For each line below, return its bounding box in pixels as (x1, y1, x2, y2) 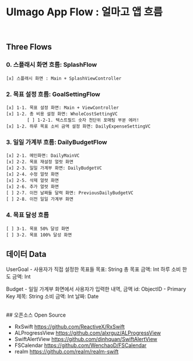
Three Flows (6, 42, 52, 52)
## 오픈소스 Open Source (6, 311, 66, 319)
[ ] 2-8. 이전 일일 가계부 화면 (6, 197, 74, 202)
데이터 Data (6, 249, 47, 259)
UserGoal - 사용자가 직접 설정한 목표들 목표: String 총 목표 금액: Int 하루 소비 (6, 266, 181, 273)
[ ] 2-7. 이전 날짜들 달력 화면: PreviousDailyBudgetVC (6, 190, 134, 196)
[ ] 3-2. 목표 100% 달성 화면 (6, 232, 72, 238)
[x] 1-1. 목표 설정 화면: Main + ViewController (6, 105, 120, 111)
